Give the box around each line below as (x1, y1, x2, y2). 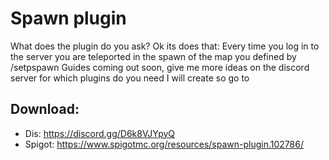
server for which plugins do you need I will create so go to (10, 72, 250, 84)
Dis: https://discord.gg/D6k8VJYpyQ (24, 127, 176, 139)
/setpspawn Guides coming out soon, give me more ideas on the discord (10, 61, 310, 73)
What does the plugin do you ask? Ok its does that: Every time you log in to (10, 40, 320, 52)
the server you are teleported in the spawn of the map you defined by (10, 50, 297, 62)
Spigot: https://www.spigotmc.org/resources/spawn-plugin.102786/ (24, 138, 304, 150)
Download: (10, 101, 80, 118)
